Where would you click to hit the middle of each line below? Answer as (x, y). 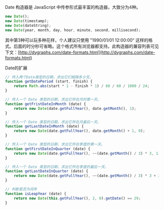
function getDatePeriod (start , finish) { (49, 82)
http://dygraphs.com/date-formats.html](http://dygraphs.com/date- (87, 52)
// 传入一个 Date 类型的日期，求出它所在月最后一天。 (53, 122)
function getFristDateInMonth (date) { (46, 104)
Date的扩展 (16, 68)
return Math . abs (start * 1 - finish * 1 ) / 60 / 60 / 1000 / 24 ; (82, 86)
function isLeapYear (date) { (36, 194)
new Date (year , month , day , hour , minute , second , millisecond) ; (73, 30)
